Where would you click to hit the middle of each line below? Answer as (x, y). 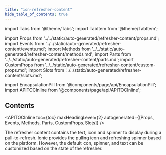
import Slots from (46, 70)
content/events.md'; (26, 49)
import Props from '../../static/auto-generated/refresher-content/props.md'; (82, 38)
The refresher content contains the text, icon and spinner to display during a (83, 133)
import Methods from (69, 49)
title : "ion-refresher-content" (39, 10)
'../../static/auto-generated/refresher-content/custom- (100, 65)
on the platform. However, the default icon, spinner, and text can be (74, 143)
